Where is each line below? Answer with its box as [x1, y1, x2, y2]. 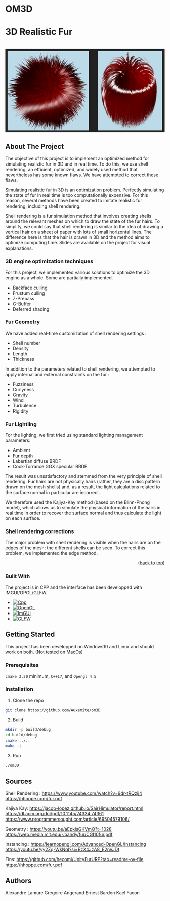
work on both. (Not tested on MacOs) [5, 649, 83, 655]
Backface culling [12, 284, 48, 291]
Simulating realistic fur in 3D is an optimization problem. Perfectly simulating [5, 187, 164, 193]
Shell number [12, 340, 40, 346]
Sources [5, 776, 32, 785]
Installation [5, 685, 34, 692]
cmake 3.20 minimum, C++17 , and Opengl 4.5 [5, 673, 97, 679]
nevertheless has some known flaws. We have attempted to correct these [5, 172, 159, 178]
